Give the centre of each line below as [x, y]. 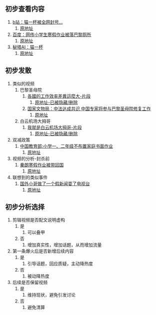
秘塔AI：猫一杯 [28, 47]
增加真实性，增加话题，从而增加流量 [65, 245]
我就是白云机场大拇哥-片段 [55, 127]
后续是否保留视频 [30, 282]
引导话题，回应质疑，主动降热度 [60, 263]
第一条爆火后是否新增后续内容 [43, 251]
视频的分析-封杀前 [31, 158]
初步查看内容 [25, 9]
